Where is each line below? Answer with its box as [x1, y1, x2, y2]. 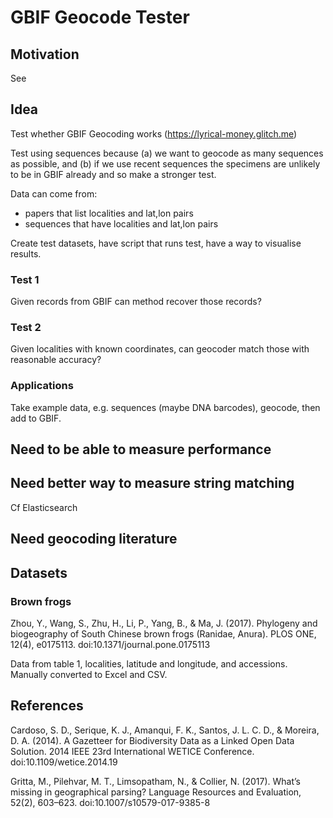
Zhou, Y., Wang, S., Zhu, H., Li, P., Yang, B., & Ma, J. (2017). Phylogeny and [10, 617, 318, 629]
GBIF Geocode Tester [10, 6, 190, 29]
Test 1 [10, 272, 40, 286]
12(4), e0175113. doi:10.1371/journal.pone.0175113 [10, 638, 211, 650]
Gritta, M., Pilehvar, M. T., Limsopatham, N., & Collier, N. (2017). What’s [10, 775, 302, 787]
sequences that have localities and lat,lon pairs [24, 217, 219, 230]
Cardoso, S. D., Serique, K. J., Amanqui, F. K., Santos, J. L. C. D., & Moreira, [10, 724, 320, 736]
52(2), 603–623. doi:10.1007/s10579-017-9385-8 [10, 796, 211, 808]
